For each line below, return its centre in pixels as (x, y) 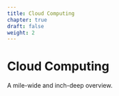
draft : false (26, 26)
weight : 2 (21, 33)
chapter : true (27, 20)
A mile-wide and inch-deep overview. (60, 86)
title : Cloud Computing (41, 13)
